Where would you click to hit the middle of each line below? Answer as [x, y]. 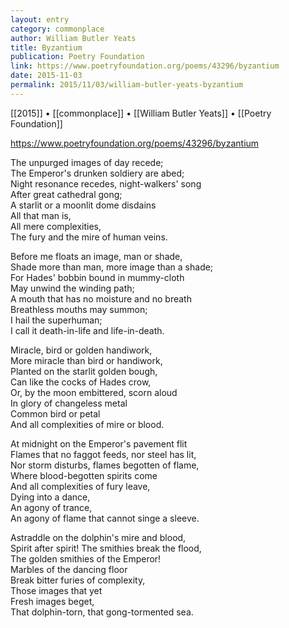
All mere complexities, [56, 226]
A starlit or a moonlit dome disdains [83, 205]
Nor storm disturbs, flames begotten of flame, [105, 465]
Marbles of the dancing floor [69, 569]
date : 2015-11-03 [46, 76]
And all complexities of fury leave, [80, 486]
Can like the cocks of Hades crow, [81, 382]
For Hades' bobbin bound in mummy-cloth [97, 277]
